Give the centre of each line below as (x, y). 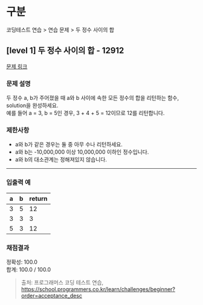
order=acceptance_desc (52, 295)
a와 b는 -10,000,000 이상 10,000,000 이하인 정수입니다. (82, 152)
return (38, 198)
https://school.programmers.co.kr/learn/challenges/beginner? (98, 289)
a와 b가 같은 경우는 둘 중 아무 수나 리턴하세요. (69, 145)
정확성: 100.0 (22, 262)
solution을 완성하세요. (32, 105)
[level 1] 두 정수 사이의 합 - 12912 (65, 51)
